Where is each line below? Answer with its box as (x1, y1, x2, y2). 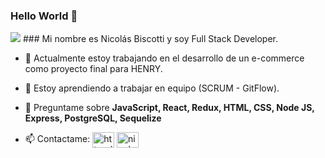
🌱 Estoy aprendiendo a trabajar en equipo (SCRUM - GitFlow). (24, 82, 280, 94)
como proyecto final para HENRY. (24, 63, 163, 75)
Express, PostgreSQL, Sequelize (24, 112, 162, 124)
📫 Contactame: (24, 133, 91, 145)
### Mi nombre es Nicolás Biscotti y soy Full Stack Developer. (22, 33, 279, 45)
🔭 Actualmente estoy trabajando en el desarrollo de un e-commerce (24, 52, 305, 64)
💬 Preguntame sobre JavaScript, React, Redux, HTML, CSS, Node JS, (24, 102, 315, 114)
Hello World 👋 (10, 9, 78, 23)
